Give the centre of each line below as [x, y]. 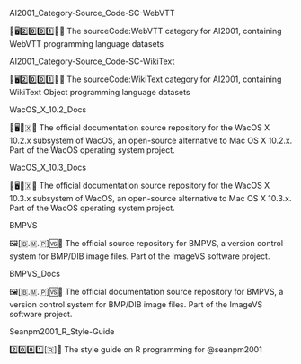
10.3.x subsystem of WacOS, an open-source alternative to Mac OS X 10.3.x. [150, 198]
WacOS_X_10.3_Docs [48, 167]
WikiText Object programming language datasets [100, 92]
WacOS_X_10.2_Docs [48, 110]
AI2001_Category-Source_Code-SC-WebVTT [92, 13]
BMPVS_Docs [35, 274]
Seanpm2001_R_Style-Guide [62, 331]
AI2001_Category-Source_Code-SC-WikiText [92, 61]
